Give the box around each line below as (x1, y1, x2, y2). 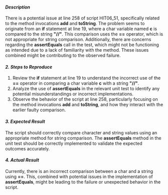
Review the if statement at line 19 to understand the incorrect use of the (12, 75, 161, 81)
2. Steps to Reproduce (5, 64, 53, 70)
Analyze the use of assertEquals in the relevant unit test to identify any (12, 86, 160, 92)
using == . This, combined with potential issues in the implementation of (5, 173, 153, 179)
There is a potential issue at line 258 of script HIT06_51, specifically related (5, 15, 160, 21)
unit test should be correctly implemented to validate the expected (5, 140, 142, 146)
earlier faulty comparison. (12, 107, 66, 113)
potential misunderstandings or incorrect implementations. (12, 91, 134, 97)
